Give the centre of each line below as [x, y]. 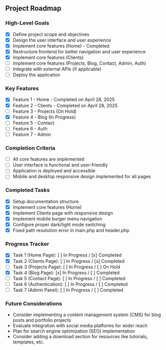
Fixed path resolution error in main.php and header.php [71, 230]
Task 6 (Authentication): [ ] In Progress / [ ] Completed [70, 284]
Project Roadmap [33, 8]
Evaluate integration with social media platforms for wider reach [80, 326]
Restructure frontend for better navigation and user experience [79, 51]
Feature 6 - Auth [30, 128]
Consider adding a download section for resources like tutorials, [80, 337]
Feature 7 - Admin [32, 134]
